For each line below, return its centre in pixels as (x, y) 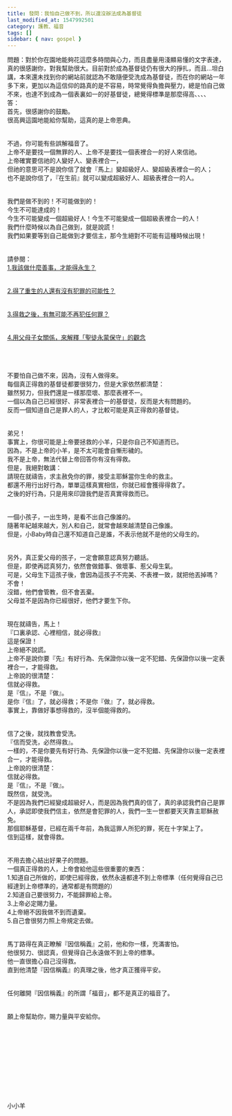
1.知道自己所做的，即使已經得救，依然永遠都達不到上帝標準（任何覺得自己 (112, 878)
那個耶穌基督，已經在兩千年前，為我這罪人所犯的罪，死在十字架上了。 (107, 828)
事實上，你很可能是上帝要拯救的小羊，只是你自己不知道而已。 (95, 442)
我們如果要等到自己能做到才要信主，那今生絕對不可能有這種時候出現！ (107, 236)
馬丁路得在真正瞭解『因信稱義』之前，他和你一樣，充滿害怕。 (95, 944)
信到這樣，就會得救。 (37, 837)
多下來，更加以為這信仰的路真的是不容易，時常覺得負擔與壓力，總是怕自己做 (116, 86)
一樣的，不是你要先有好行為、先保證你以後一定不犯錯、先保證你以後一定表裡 (116, 751)
